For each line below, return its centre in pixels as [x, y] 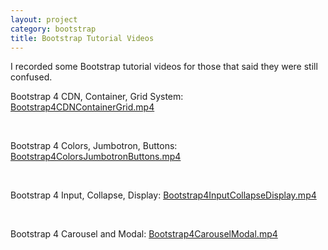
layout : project [44, 19]
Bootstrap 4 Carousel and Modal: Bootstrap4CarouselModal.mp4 [144, 234]
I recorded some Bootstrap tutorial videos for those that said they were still [164, 67]
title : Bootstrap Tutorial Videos [82, 38]
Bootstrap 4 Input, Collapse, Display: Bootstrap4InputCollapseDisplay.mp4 [163, 195]
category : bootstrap [53, 29]
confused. [31, 77]
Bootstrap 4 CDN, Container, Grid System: [97, 97]
